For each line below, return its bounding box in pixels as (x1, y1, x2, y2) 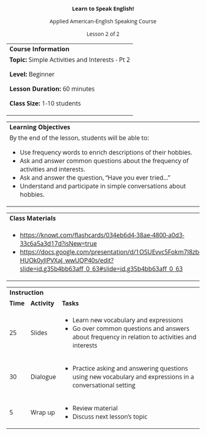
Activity (30, 299, 55, 308)
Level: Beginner (9, 70, 55, 78)
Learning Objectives (9, 123, 71, 132)
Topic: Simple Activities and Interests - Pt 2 (9, 55, 131, 64)
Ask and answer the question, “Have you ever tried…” (20, 173, 170, 182)
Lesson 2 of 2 (86, 30, 120, 38)
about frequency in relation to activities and (72, 333, 197, 341)
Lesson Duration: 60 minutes (9, 85, 95, 93)
